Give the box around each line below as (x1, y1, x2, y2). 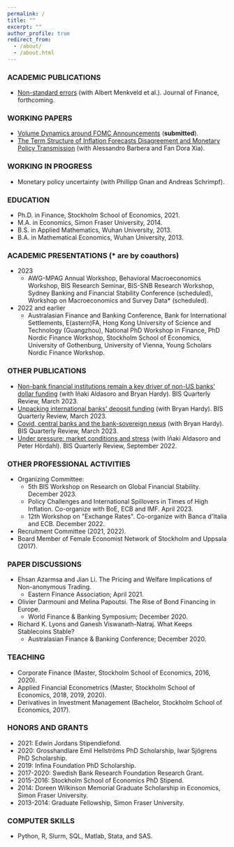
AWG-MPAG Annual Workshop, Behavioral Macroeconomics (27, 274, 201, 282)
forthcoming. (17, 96, 55, 104)
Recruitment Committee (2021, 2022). (17, 527, 126, 535)
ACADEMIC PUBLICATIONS (7, 72, 101, 82)
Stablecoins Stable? (17, 628, 75, 636)
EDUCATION (7, 195, 50, 205)
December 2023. (27, 490, 77, 498)
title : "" (7, 17, 36, 24)
